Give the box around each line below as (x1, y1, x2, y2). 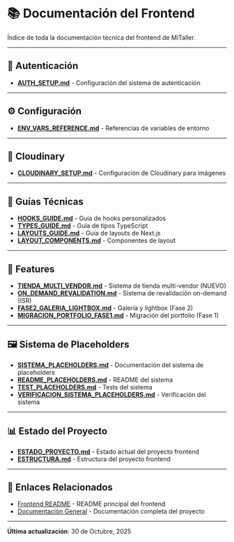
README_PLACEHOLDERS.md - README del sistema (17, 375, 173, 384)
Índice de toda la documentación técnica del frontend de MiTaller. (7, 33, 196, 42)
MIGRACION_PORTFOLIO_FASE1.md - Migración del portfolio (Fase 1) (17, 311, 219, 319)
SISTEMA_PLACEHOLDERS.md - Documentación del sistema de (17, 360, 204, 369)
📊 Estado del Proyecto (7, 426, 108, 438)
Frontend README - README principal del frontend (17, 500, 166, 509)
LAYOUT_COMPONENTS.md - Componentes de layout (17, 236, 176, 245)
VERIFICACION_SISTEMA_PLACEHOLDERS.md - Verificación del (17, 390, 207, 398)
